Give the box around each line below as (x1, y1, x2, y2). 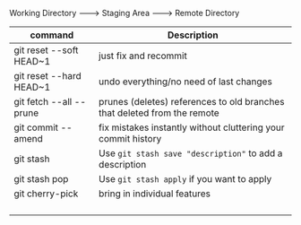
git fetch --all (13, 96, 73, 108)
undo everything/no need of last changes (98, 75, 273, 88)
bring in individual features (98, 187, 211, 200)
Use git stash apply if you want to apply (98, 173, 272, 185)
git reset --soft (13, 44, 79, 56)
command (30, 29, 74, 41)
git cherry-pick (13, 187, 79, 200)
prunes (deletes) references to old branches (98, 96, 285, 108)
